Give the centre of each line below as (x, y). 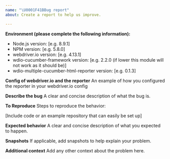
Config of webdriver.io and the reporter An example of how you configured (85, 81)
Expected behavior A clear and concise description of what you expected (83, 125)
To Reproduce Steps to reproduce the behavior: (55, 105)
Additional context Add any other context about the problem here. (75, 150)
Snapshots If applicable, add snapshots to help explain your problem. (78, 141)
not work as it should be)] (39, 65)
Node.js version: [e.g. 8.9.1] (41, 43)
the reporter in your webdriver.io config (47, 86)
